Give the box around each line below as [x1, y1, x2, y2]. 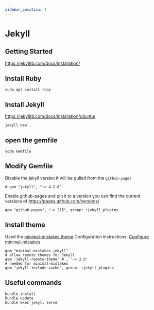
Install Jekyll [5, 100, 45, 109]
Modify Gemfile [5, 162, 53, 170]
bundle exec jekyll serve [5, 300, 57, 305]
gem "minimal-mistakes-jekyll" [5, 248, 68, 253]
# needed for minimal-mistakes [5, 261, 68, 266]
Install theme [5, 221, 46, 229]
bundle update [5, 295, 34, 301]
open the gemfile [5, 136, 58, 144]
